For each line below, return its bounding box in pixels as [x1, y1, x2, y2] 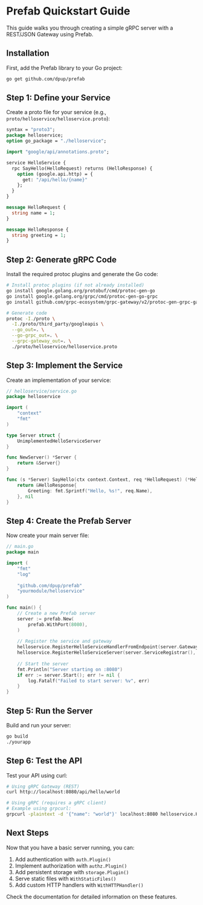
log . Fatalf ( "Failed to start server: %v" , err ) [28, 678, 150, 684]
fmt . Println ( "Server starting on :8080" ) [17, 666, 123, 672]
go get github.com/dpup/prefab [6, 76, 85, 82]
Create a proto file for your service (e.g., [6, 109, 107, 116]
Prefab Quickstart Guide [6, 4, 130, 18]
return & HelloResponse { [17, 482, 77, 488]
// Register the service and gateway [17, 639, 112, 645]
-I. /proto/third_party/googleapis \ [11, 321, 104, 327]
